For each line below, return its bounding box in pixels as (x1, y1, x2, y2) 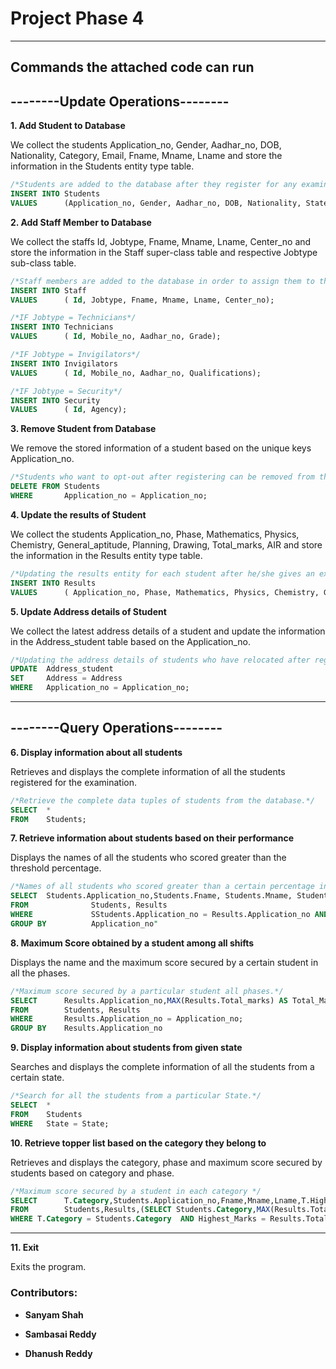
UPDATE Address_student (10, 664, 114, 674)
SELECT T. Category (10, 1195, 110, 1206)
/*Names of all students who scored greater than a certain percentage (10, 882, 315, 892)
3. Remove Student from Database (10, 423, 157, 435)
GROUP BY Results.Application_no (10, 1023, 163, 1034)
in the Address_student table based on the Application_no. (10, 635, 252, 647)
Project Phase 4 (10, 7, 145, 30)
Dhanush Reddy (24, 1347, 93, 1359)
